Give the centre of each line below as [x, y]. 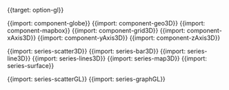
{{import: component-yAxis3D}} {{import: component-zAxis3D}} [129, 38]
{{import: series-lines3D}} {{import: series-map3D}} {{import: [119, 58]
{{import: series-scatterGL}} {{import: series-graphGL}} [86, 79]
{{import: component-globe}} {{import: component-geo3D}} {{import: [106, 23]
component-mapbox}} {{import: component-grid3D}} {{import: [96, 31]
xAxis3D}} [22, 38]
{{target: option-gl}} [36, 10]
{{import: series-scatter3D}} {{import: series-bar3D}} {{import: [97, 51]
